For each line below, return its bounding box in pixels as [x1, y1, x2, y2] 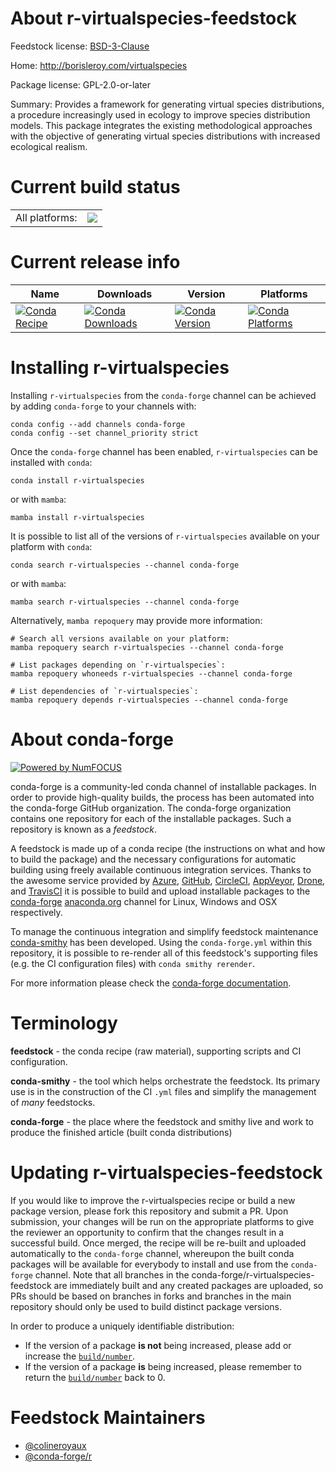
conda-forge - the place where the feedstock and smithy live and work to [10, 1115, 314, 1127]
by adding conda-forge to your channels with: [10, 400, 197, 412]
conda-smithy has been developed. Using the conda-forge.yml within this [10, 936, 313, 948]
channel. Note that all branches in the [34, 1268, 190, 1281]
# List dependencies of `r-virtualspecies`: [10, 686, 199, 696]
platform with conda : [10, 540, 93, 552]
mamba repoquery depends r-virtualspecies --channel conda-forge [10, 695, 288, 705]
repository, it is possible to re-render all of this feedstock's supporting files [10, 947, 318, 959]
